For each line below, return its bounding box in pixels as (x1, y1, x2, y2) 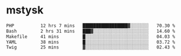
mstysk (6, 3, 44, 17)
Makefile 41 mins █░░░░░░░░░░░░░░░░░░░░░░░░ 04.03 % (6, 33, 176, 40)
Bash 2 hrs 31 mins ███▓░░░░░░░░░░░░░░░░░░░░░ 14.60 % (6, 28, 176, 34)
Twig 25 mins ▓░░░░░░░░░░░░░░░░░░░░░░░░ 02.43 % (6, 44, 176, 50)
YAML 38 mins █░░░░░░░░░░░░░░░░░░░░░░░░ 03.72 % (6, 39, 176, 45)
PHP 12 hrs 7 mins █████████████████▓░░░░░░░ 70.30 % (6, 23, 176, 29)
